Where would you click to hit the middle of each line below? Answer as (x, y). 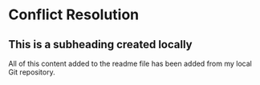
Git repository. (32, 72)
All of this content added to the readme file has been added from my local (130, 63)
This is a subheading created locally (100, 45)
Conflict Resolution (74, 15)
